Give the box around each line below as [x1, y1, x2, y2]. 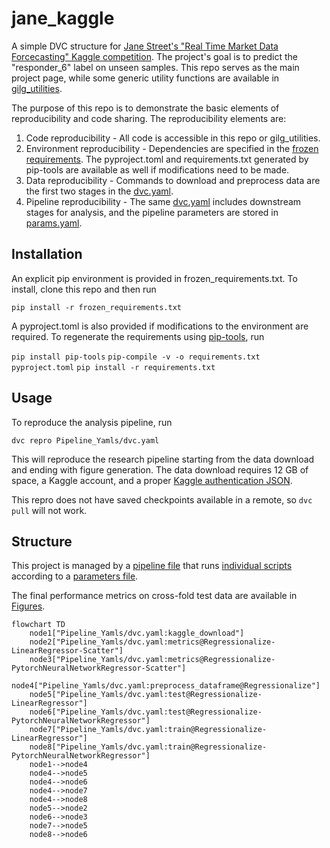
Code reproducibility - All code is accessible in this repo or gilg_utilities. [25, 132, 321, 144]
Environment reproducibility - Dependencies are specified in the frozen [25, 142, 319, 154]
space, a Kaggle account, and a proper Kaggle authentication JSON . [11, 474, 293, 486]
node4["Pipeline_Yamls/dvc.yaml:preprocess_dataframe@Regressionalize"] [11, 681, 321, 691]
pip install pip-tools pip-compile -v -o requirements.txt [11, 352, 261, 362]
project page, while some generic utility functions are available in [11, 72, 280, 84]
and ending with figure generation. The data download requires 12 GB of [11, 463, 309, 476]
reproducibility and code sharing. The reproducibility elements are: [11, 112, 287, 124]
